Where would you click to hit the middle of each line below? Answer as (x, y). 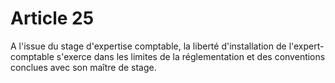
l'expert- (306, 46)
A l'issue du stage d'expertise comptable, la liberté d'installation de (148, 46)
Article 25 (52, 18)
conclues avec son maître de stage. (83, 67)
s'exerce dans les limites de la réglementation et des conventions (191, 56)
